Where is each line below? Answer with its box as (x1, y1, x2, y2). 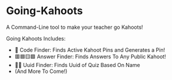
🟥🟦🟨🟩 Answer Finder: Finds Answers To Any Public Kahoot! (14, 53, 166, 60)
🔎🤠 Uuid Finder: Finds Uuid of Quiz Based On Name (14, 61, 140, 68)
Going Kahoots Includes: (6, 35, 66, 42)
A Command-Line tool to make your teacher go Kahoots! (6, 24, 143, 31)
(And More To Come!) (14, 68, 68, 75)
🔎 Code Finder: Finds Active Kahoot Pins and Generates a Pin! (14, 46, 166, 54)
